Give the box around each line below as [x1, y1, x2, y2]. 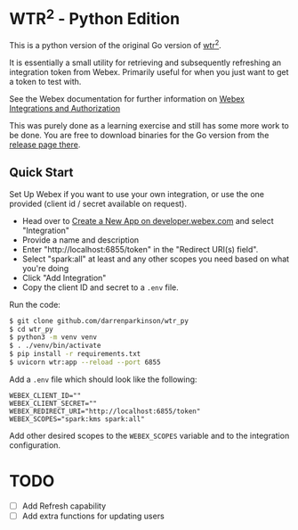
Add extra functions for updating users [21, 510, 165, 521]
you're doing [21, 262, 69, 273]
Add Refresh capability [21, 501, 107, 511]
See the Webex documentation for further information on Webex [9, 93, 245, 104]
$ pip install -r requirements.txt [9, 350, 141, 359]
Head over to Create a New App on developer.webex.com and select [21, 215, 274, 226]
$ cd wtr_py [9, 325, 53, 334]
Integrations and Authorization [9, 103, 121, 113]
